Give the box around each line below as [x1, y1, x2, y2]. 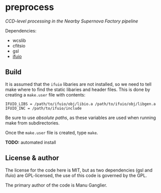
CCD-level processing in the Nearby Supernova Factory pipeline [5, 18, 138, 24]
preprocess [5, 1, 54, 13]
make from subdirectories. [5, 119, 60, 126]
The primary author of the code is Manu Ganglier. [5, 182, 107, 188]
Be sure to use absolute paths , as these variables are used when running [5, 114, 156, 120]
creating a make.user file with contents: [5, 91, 86, 97]
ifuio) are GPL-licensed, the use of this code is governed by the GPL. [5, 172, 147, 178]
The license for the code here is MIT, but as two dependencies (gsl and [5, 167, 153, 173]
